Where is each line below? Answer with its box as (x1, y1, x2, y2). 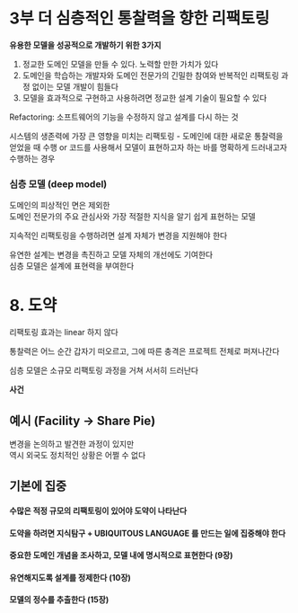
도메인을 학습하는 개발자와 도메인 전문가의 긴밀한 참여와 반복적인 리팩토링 (22, 69, 280, 81)
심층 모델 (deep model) (9, 177, 108, 190)
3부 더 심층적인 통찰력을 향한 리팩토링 (9, 8, 270, 29)
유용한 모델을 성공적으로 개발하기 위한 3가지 (9, 40, 162, 50)
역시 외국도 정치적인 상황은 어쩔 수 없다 (9, 449, 146, 460)
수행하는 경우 (9, 153, 56, 164)
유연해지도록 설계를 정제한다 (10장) (9, 572, 132, 582)
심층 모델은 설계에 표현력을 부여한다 (9, 261, 135, 271)
